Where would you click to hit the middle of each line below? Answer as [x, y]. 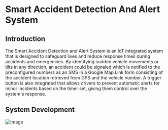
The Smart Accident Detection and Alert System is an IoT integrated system [84, 51]
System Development [40, 110]
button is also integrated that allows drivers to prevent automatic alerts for [82, 83]
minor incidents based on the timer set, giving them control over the [76, 89]
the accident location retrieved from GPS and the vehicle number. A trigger [83, 78]
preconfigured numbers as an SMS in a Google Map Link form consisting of [84, 72]
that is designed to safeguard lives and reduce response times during [78, 56]
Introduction [25, 39]
